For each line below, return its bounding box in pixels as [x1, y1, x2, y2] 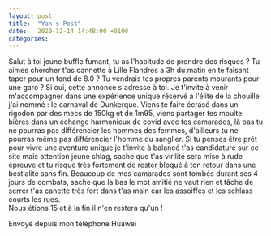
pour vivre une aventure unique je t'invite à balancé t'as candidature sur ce [8, 143, 260, 152]
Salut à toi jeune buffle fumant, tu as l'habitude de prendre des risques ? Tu [8, 57, 260, 67]
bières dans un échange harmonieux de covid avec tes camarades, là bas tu [8, 117, 264, 127]
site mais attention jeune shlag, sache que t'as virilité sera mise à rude [8, 152, 243, 161]
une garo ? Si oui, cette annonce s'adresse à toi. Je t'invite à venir [8, 83, 229, 92]
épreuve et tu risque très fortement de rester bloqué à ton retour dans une [8, 160, 256, 170]
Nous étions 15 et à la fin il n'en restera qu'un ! [8, 204, 164, 213]
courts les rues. [8, 195, 61, 204]
